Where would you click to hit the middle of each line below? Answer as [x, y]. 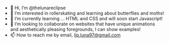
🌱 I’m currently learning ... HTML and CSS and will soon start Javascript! [86, 18]
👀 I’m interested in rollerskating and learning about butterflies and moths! [87, 13]
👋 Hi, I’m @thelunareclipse [38, 8]
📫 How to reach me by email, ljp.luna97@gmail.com [65, 35]
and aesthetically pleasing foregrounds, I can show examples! [75, 29]
